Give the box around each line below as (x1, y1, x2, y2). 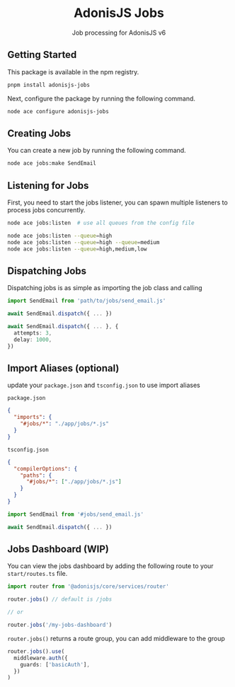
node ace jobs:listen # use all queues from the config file (7, 219, 195, 226)
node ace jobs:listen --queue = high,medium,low (7, 246, 147, 253)
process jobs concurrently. (7, 206, 86, 214)
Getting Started (7, 49, 77, 61)
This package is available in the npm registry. (7, 67, 139, 76)
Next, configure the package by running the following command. (7, 94, 196, 103)
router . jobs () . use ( (7, 647, 65, 655)
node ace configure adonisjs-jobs (7, 108, 110, 115)
